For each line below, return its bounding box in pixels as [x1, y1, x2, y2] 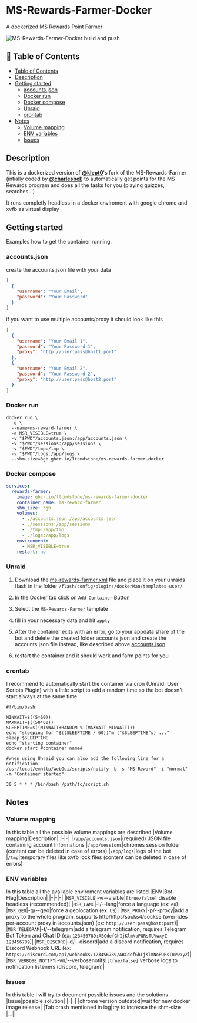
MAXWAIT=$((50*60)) [6, 719, 54, 725]
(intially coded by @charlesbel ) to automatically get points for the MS [6, 175, 175, 182]
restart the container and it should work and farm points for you [14, 652, 169, 659]
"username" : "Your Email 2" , [16, 366, 88, 371]
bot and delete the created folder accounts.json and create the [14, 634, 166, 642]
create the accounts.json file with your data [6, 266, 111, 273]
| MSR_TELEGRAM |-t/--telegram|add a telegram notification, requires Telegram [6, 925, 187, 932]
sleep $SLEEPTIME [6, 735, 49, 741]
